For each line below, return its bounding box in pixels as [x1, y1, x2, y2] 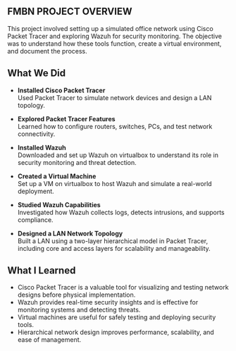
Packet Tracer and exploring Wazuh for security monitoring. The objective [7, 32, 222, 40]
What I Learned [7, 264, 76, 277]
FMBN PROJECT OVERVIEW [7, 6, 132, 18]
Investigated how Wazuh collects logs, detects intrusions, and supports [17, 208, 225, 216]
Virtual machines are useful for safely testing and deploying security [17, 313, 216, 321]
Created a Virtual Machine [17, 172, 97, 180]
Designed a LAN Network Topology [17, 229, 123, 238]
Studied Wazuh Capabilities [17, 200, 101, 209]
